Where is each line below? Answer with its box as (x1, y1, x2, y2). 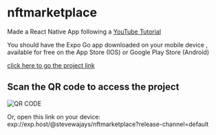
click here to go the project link (7, 61, 95, 69)
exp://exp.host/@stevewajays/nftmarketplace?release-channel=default (7, 120, 209, 128)
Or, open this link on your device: (7, 112, 101, 121)
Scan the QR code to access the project (7, 81, 180, 93)
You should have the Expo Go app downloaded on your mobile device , (7, 40, 208, 49)
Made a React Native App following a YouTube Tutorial (7, 27, 162, 36)
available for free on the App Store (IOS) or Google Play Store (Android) (7, 48, 210, 56)
